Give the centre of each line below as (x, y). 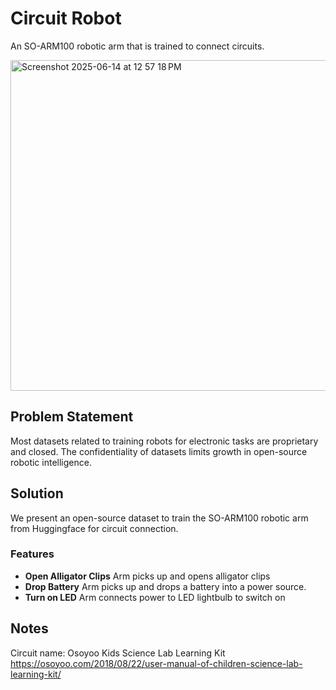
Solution (37, 493)
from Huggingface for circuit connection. (94, 528)
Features (32, 554)
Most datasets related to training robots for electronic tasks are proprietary (164, 441)
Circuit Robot (66, 18)
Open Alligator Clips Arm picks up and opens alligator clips (147, 576)
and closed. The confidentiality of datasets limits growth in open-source (159, 451)
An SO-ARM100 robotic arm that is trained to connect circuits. (137, 46)
